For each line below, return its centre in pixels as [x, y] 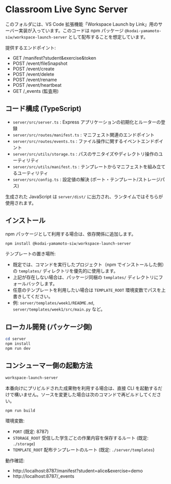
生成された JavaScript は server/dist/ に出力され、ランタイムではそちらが [84, 196]
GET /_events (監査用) [35, 91]
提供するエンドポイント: [31, 47]
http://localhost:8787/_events [43, 476]
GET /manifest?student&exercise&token [54, 58]
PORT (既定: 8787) [31, 431]
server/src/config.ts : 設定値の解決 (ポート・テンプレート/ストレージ [87, 179]
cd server [16, 339]
